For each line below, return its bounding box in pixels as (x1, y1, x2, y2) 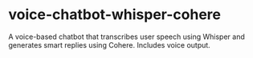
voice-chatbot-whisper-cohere (8, 6, 221, 24)
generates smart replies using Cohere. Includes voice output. (8, 40, 210, 49)
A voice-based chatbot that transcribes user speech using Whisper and (8, 32, 245, 41)
